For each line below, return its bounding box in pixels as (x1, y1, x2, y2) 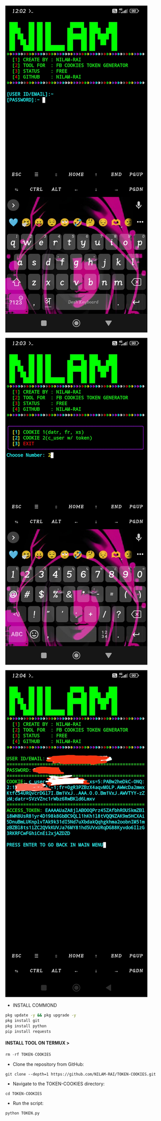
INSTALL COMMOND (12, 1002, 57, 1008)
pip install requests (5, 1029, 51, 1034)
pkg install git (5, 1018, 40, 1023)
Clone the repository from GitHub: (12, 1061, 84, 1067)
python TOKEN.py (5, 1110, 40, 1116)
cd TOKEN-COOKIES (5, 1091, 42, 1096)
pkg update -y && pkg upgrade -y (5, 1013, 76, 1018)
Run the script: (12, 1100, 44, 1106)
